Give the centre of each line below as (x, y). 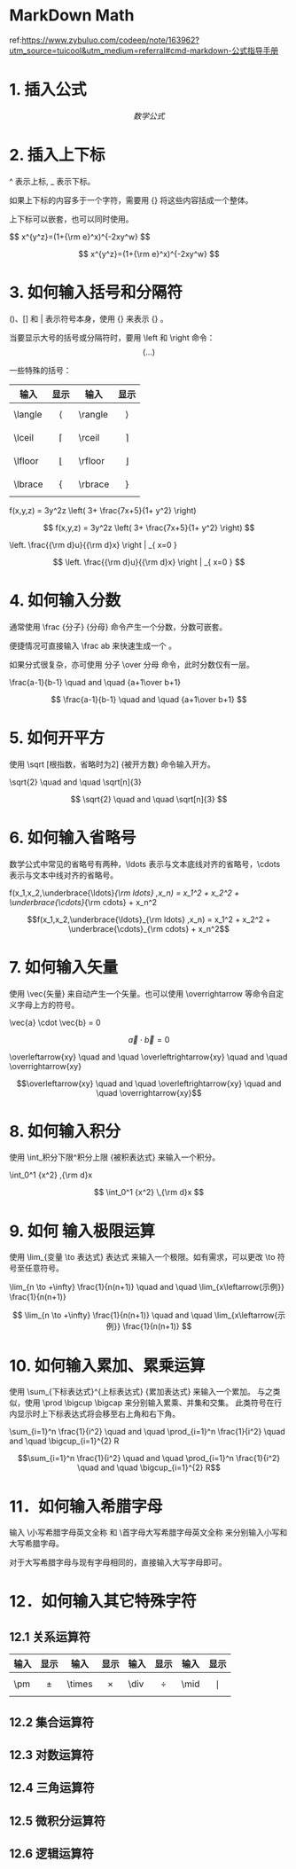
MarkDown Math (72, 16)
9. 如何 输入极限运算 (82, 1231)
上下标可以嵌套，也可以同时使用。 (71, 219)
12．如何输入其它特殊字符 (103, 1602)
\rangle (93, 414)
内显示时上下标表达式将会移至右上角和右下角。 (94, 1414)
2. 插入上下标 (57, 155)
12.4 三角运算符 (52, 1788)
